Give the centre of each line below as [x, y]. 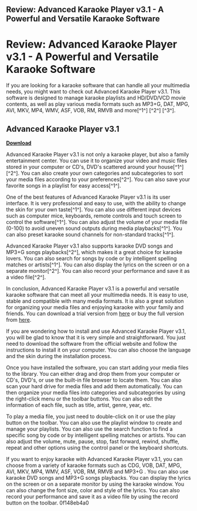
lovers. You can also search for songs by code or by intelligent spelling [91, 259]
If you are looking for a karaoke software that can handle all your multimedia [98, 85]
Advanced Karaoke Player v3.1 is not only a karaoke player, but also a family [98, 155]
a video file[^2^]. [26, 277]
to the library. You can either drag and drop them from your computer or [93, 374]
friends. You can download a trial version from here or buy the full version [95, 313]
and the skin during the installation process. [59, 356]
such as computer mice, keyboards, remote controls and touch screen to [94, 216]
